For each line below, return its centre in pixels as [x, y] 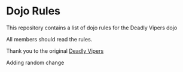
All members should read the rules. [49, 39]
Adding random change [35, 62]
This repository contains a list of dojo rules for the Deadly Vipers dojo [92, 28]
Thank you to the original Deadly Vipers [55, 51]
